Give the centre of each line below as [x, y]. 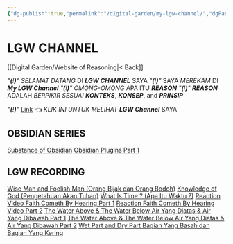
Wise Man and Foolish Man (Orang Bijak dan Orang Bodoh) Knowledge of [112, 189]
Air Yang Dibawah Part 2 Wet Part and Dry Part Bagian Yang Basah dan [109, 225]
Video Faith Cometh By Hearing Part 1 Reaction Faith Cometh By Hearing [111, 203]
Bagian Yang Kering [35, 233]
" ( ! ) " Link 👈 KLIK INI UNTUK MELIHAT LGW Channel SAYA [92, 109]
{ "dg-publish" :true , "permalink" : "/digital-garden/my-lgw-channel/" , [108, 14]
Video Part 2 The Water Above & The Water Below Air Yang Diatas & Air [109, 211]
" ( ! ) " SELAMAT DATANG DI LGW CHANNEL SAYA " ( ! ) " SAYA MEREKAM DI [113, 80]
